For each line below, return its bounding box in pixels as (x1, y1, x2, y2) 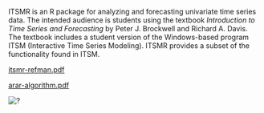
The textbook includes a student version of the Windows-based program (8, 32, 250, 42)
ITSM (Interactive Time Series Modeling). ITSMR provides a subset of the (8, 41, 250, 50)
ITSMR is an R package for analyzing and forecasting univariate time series (8, 7, 257, 16)
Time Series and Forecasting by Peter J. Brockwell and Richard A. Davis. (8, 24, 248, 33)
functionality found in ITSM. (8, 50, 100, 59)
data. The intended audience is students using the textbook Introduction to (8, 15, 255, 25)
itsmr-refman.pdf (8, 65, 65, 75)
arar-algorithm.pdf (8, 80, 70, 90)
